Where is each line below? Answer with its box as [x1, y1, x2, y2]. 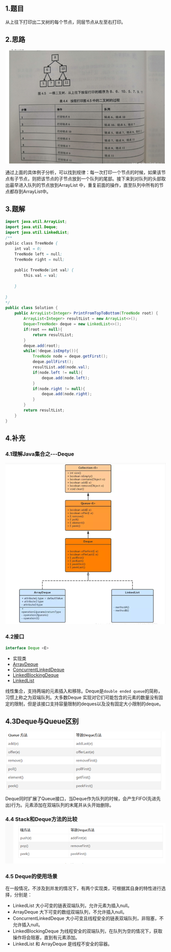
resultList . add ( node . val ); [32, 365, 90, 370]
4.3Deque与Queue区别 [5, 717, 79, 726]
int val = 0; [14, 246, 42, 251]
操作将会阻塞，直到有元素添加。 [12, 934, 80, 940]
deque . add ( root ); [23, 343, 60, 348]
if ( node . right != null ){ [32, 386, 85, 391]
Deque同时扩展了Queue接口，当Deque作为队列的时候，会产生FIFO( [5, 795, 148, 801]
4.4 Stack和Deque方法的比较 [5, 816, 78, 823]
